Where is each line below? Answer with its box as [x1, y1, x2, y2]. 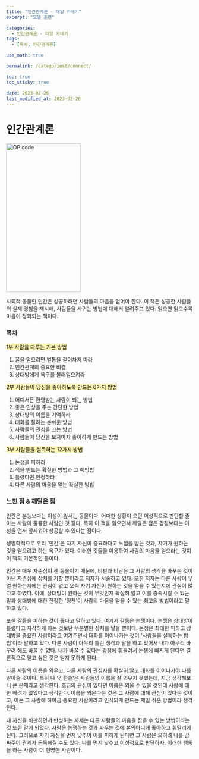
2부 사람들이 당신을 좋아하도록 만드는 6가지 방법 [6, 384, 118, 391]
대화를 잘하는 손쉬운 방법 [14, 419, 72, 426]
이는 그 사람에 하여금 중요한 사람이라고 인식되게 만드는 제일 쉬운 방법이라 [14, 697, 182, 704]
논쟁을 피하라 [14, 459, 46, 466]
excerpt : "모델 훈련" [6, 14, 55, 20]
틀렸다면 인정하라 [14, 473, 55, 481]
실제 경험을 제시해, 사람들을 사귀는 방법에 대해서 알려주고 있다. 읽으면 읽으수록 [12, 305, 193, 312]
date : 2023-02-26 [6, 90, 49, 96]
